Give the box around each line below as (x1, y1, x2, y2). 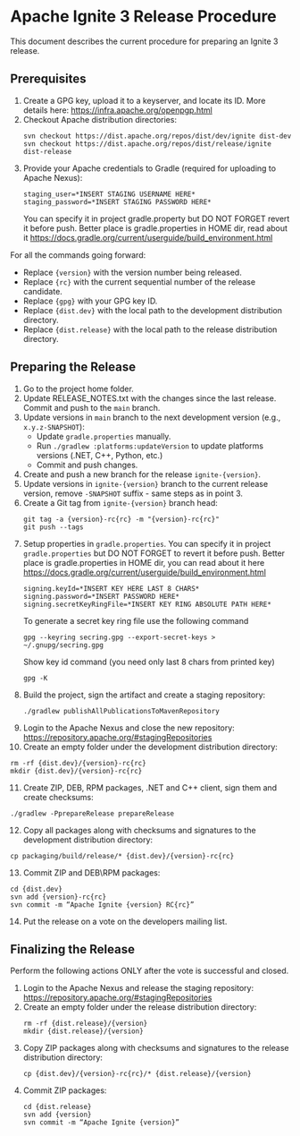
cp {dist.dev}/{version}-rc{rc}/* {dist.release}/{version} (22, 1070, 252, 1079)
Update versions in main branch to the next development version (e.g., (22, 412, 281, 423)
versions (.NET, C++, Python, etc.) (36, 449, 163, 460)
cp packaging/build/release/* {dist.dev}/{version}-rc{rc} (10, 851, 235, 860)
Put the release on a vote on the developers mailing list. (22, 916, 228, 927)
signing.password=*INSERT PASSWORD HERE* (22, 592, 179, 601)
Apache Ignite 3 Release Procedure (10, 6, 278, 27)
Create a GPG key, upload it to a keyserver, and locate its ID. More (22, 95, 266, 106)
